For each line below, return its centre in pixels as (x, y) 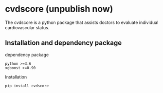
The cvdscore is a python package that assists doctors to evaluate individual (82, 22)
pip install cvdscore (27, 86)
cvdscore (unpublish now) (59, 9)
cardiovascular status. (27, 27)
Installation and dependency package (63, 43)
